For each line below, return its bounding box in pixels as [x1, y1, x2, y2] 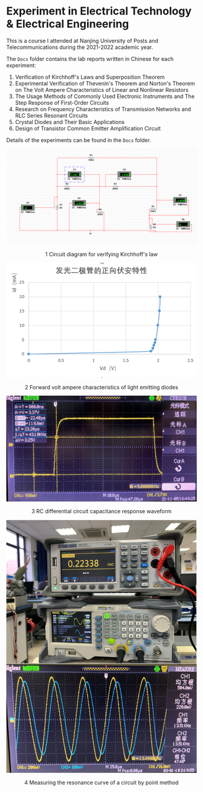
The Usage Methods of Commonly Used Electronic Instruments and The [14, 93, 195, 100]
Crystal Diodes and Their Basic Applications [14, 118, 125, 125]
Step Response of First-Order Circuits [14, 99, 109, 106]
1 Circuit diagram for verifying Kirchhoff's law [45, 250, 158, 258]
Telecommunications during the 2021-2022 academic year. [6, 44, 153, 51]
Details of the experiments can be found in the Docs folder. [6, 136, 151, 143]
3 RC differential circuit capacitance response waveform [31, 508, 172, 515]
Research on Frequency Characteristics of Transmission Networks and [14, 105, 192, 112]
